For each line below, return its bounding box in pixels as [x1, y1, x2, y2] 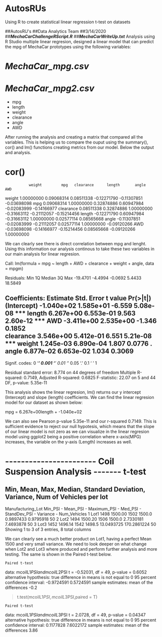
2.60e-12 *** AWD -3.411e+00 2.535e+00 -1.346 [5, 317, 157, 325]
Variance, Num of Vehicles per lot [5, 493, 108, 501]
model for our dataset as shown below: [5, 399, 83, 405]
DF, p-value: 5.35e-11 [5, 380, 47, 385]
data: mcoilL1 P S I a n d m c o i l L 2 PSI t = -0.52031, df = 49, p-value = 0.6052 [5, 569, 147, 575]
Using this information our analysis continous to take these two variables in [5, 246, 155, 252]
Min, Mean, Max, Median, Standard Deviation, [5, 485, 146, 494]
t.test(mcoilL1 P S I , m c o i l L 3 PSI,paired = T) [16, 594, 98, 600]
